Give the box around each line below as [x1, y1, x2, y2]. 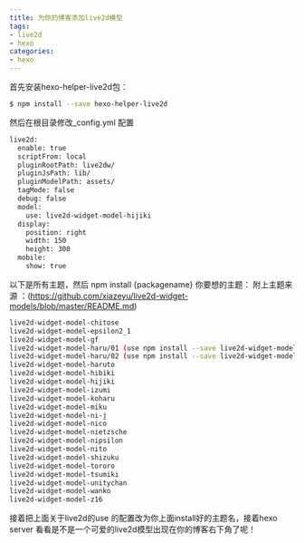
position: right [25, 228, 88, 237]
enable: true [17, 143, 67, 152]
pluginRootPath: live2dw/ [17, 160, 116, 170]
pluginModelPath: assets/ [17, 178, 116, 187]
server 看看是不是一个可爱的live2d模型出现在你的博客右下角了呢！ [9, 524, 256, 535]
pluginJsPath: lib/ [17, 169, 91, 178]
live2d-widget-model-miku [9, 402, 107, 412]
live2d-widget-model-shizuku [9, 452, 119, 462]
